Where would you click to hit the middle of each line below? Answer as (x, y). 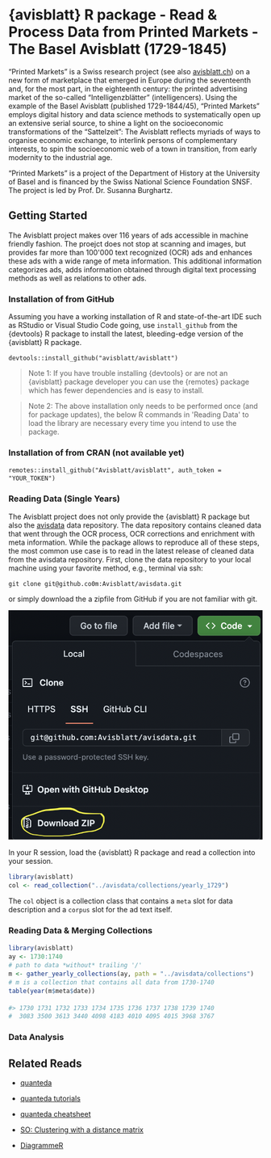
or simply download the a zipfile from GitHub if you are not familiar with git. (133, 599)
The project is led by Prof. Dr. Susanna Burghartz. (91, 190)
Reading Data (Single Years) (65, 499)
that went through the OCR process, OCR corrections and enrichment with (132, 533)
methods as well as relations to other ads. (77, 278)
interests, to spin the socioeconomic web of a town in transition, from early (133, 149)
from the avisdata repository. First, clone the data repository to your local (130, 559)
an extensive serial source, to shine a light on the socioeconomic (116, 123)
